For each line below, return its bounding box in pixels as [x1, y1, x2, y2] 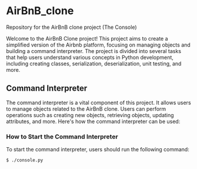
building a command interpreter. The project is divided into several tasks [6, 47, 181, 54]
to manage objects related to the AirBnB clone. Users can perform [6, 105, 166, 112]
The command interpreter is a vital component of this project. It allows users [6, 99, 191, 106]
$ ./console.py [6, 157, 44, 163]
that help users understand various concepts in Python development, [6, 54, 173, 61]
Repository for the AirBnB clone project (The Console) [6, 24, 137, 31]
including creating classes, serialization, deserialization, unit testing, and [6, 60, 182, 67]
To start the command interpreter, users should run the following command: [6, 146, 189, 153]
